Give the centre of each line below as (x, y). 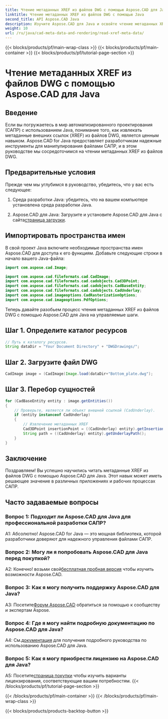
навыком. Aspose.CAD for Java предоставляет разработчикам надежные (83, 141)
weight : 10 (16, 29)
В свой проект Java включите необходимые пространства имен (74, 248)
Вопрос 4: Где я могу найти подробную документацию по (80, 623)
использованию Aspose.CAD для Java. (46, 645)
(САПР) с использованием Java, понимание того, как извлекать (74, 130)
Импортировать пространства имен (65, 236)
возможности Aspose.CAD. (34, 575)
